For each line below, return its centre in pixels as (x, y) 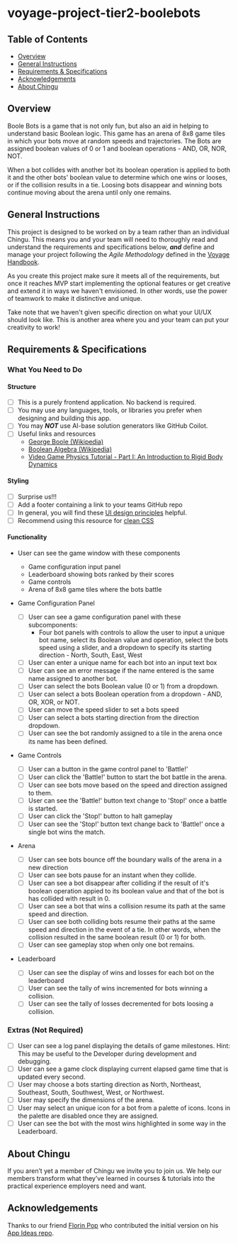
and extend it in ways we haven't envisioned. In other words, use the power (118, 291)
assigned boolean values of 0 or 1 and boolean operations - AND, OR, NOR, (117, 148)
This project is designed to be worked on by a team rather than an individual (119, 231)
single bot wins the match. (67, 832)
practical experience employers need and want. (77, 1186)
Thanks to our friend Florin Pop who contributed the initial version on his (113, 1225)
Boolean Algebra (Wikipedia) (70, 449)
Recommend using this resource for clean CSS (86, 520)
